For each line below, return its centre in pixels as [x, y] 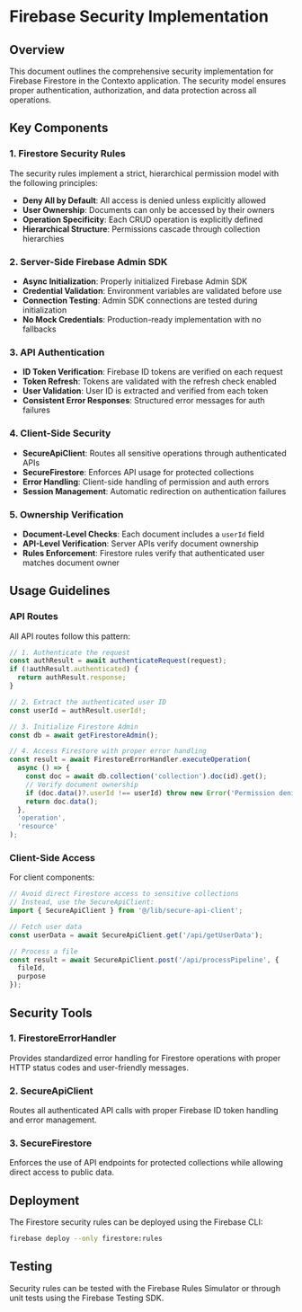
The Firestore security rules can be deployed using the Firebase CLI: [136, 1222]
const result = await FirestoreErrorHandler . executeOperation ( [130, 760]
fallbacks [39, 329]
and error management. [53, 1120]
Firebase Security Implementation [139, 17]
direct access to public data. [62, 1172]
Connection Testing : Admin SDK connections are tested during [140, 300]
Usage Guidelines [60, 591]
